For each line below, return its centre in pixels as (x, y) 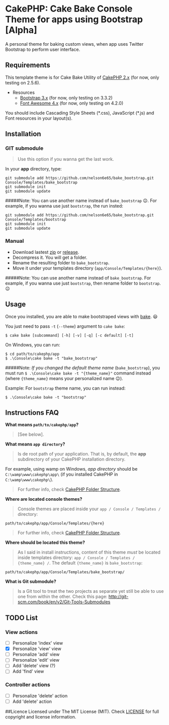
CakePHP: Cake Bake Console (69, 9)
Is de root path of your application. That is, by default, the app (82, 454)
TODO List (21, 618)
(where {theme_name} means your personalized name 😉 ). (64, 378)
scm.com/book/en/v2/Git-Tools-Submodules (64, 602)
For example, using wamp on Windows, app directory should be (71, 469)
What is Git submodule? (31, 582)
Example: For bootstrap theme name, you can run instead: (65, 388)
